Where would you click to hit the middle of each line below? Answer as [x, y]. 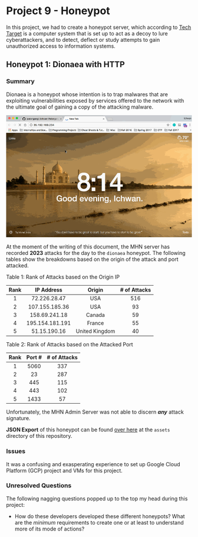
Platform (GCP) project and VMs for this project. [64, 470]
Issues [16, 451]
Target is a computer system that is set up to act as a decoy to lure [87, 33]
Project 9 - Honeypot [58, 11]
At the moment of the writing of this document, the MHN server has [88, 247]
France [95, 323]
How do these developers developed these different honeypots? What [100, 516]
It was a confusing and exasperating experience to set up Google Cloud [93, 464]
